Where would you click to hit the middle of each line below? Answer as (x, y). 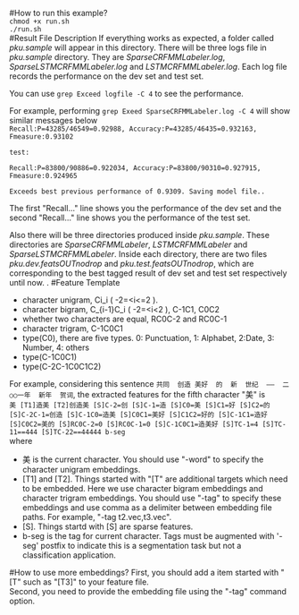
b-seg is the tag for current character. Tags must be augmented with (148, 536)
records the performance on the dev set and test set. (107, 76)
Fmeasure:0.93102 (42, 137)
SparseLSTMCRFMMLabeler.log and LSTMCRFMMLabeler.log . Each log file (148, 67)
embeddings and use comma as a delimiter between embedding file (147, 508)
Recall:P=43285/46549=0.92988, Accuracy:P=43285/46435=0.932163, (133, 129)
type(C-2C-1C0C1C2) (62, 367)
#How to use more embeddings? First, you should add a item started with (144, 572)
